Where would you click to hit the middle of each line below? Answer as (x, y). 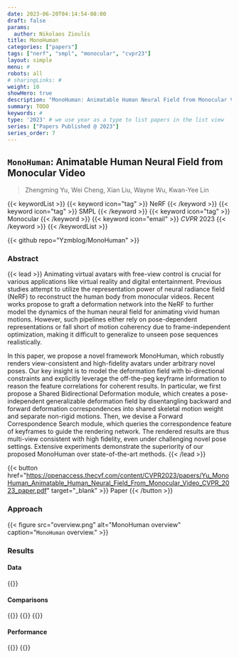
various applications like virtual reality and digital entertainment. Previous (115, 282)
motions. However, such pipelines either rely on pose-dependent (102, 319)
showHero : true (30, 93)
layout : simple (30, 60)
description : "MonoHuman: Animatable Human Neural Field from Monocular (117, 100)
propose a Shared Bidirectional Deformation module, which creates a (108, 394)
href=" (17, 476)
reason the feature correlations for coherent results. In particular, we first (114, 386)
